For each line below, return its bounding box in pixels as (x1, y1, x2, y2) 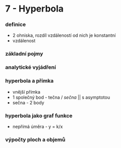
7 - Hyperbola (5, 3, 64, 15)
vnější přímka (12, 89, 41, 95)
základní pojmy (5, 50, 44, 57)
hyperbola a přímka (5, 78, 54, 85)
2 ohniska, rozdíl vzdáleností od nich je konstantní (12, 32, 116, 38)
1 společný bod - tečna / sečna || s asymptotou (12, 94, 110, 100)
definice (5, 21, 26, 28)
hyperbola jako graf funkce (5, 112, 73, 119)
